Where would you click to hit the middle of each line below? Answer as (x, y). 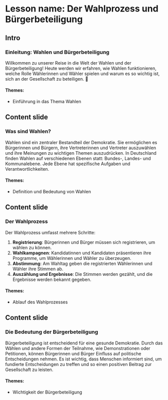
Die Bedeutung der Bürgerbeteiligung (52, 332)
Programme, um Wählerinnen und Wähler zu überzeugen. (72, 258)
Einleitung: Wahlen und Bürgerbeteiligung (57, 52)
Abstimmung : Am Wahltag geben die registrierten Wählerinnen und (82, 263)
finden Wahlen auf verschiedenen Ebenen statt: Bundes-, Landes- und (78, 158)
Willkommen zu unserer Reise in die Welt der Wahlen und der (68, 63)
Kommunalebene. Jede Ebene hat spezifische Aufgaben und (68, 164)
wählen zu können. (32, 247)
